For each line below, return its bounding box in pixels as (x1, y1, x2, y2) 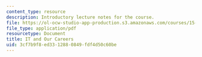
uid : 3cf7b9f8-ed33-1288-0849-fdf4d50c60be (6, 42, 117, 48)
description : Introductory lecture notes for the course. (6, 14, 155, 20)
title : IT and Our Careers (6, 36, 74, 42)
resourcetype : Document (6, 31, 66, 37)
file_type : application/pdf (6, 25, 77, 31)
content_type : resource (6, 8, 66, 15)
